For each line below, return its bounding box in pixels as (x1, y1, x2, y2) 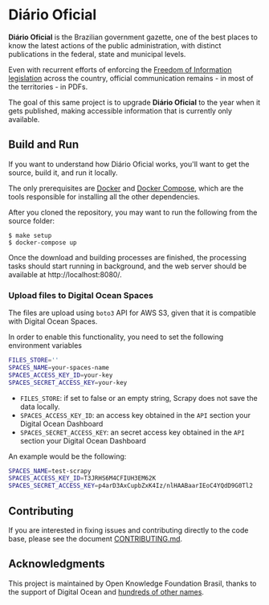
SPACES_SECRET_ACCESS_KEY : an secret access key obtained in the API (19, 427, 245, 437)
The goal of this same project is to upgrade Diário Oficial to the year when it (8, 97, 261, 107)
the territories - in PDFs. (8, 82, 88, 92)
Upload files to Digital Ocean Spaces (8, 289, 154, 300)
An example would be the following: (8, 452, 127, 461)
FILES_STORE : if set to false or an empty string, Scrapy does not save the (19, 393, 259, 403)
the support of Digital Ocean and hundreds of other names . (8, 587, 205, 596)
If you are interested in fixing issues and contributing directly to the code (8, 525, 249, 535)
